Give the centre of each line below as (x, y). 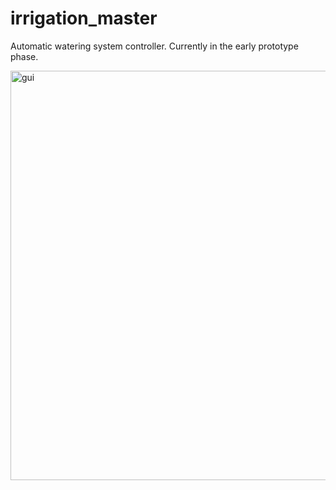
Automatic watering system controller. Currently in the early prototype (154, 46)
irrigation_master (84, 18)
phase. (24, 56)
